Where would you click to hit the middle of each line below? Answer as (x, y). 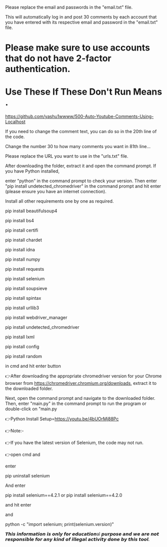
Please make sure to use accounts (77, 48)
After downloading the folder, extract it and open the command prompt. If (81, 166)
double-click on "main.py (31, 409)
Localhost (15, 122)
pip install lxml (20, 337)
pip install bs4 (19, 221)
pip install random (24, 356)
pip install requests (25, 269)
